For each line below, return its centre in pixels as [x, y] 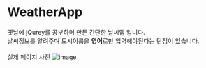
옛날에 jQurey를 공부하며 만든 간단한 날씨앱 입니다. [76, 32]
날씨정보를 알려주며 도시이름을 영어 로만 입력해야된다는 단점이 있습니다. [103, 41]
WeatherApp [45, 12]
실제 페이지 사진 [29, 57]
